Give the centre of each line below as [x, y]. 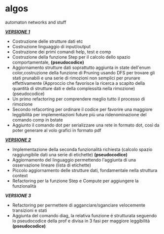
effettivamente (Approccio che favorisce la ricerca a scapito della [79, 83]
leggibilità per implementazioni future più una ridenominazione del [79, 114]
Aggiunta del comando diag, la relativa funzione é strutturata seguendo [84, 215]
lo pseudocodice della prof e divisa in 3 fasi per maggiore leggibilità [81, 221]
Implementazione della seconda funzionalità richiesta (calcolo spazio [82, 149]
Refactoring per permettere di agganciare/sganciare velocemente [79, 205]
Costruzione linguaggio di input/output [51, 46]
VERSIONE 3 [18, 196]
